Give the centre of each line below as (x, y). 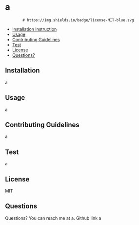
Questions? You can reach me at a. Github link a (53, 218)
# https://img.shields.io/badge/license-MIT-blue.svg (78, 20)
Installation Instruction (34, 29)
